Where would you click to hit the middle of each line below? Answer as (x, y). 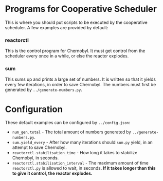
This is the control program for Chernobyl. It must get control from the (75, 51)
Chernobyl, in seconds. (36, 158)
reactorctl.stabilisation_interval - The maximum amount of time (80, 163)
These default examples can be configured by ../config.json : (68, 123)
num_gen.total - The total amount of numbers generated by (72, 132)
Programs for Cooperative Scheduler (81, 9)
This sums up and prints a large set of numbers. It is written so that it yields (81, 79)
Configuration (34, 109)
